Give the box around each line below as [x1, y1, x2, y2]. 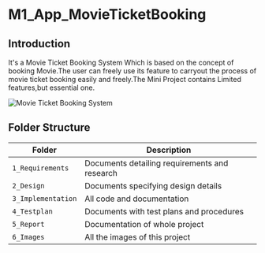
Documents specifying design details [84, 180, 222, 191]
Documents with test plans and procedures [84, 206, 244, 217]
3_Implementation [12, 194, 77, 203]
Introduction [8, 37, 71, 50]
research [84, 167, 118, 178]
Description [146, 144, 192, 155]
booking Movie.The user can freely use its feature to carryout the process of [8, 66, 257, 76]
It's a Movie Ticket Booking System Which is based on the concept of [8, 58, 234, 67]
